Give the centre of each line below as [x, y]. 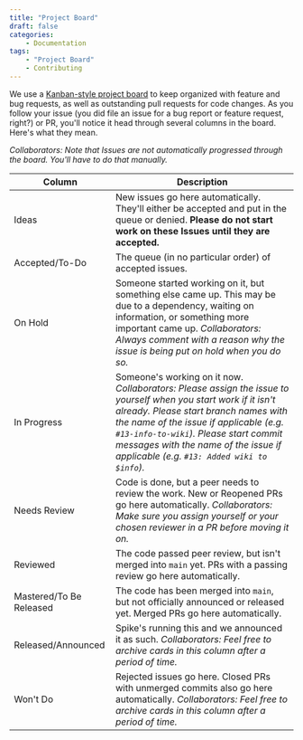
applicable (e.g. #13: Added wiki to [192, 456]
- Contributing [54, 69]
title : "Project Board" [54, 18]
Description [202, 182]
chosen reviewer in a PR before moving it [202, 527]
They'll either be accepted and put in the [201, 208]
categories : [32, 34]
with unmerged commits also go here [194, 688]
